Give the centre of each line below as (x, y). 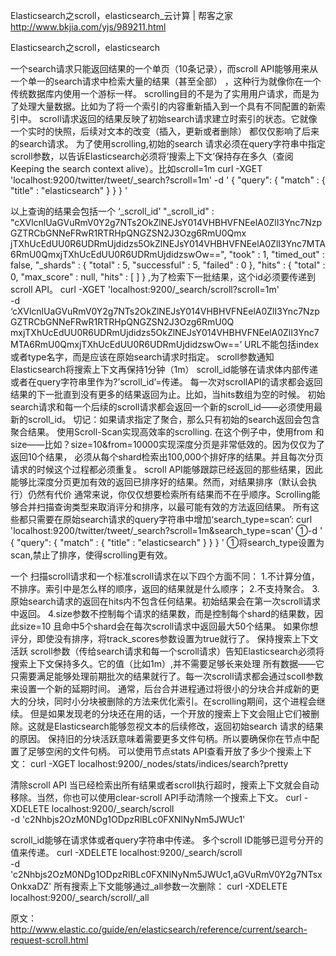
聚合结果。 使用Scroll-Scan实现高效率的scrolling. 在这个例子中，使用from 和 (167, 432)
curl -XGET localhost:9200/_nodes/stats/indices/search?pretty (159, 763)
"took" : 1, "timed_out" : (276, 254)
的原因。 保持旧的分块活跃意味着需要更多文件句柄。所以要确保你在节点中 (160, 738)
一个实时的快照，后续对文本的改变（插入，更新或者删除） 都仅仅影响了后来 (165, 131)
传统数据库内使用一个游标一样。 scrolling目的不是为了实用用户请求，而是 (160, 93)
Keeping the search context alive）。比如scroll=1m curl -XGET (136, 168)
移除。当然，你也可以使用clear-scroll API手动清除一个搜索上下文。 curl (156, 797)
